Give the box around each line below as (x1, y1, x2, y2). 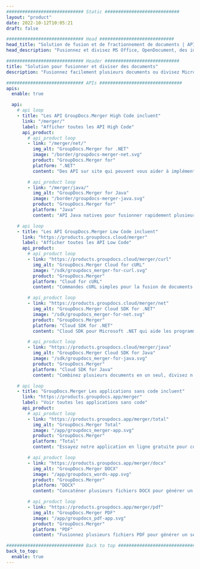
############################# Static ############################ (6, 8, 180, 15)
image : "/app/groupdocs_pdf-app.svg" (32, 515, 127, 521)
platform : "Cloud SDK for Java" (32, 366, 113, 373)
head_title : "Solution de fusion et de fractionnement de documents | (6, 42, 185, 48)
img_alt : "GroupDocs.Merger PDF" (32, 509, 116, 516)
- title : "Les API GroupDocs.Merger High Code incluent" (17, 113, 161, 119)
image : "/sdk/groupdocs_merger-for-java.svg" (32, 355, 148, 361)
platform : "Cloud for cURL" (32, 279, 102, 284)
